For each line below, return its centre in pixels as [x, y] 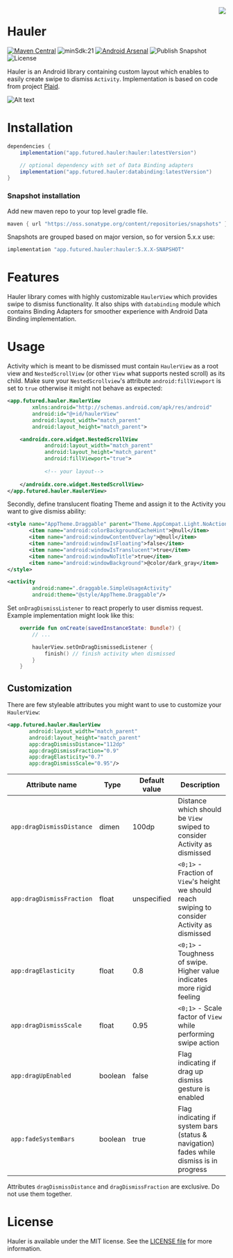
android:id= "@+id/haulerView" [76, 414]
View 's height [199, 882]
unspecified [152, 899]
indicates [193, 980]
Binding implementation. [42, 319]
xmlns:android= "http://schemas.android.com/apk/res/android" [122, 408]
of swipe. [193, 962]
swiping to [195, 908]
